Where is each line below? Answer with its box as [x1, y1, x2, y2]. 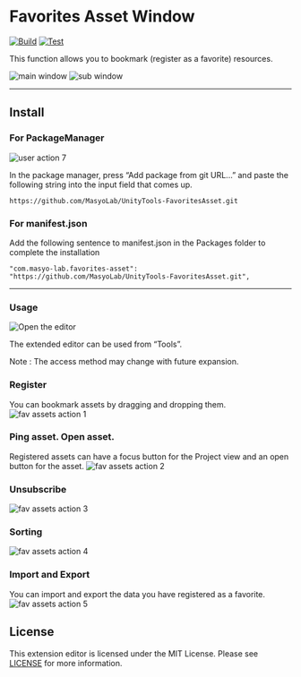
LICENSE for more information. [9, 657, 123, 668]
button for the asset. [9, 460, 85, 471]
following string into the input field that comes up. [9, 179, 193, 190]
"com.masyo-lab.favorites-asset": [9, 264, 139, 273]
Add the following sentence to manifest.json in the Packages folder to [9, 237, 266, 248]
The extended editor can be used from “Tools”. [9, 338, 182, 350]
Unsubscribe [9, 483, 67, 495]
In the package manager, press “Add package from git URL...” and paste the [9, 169, 289, 180]
